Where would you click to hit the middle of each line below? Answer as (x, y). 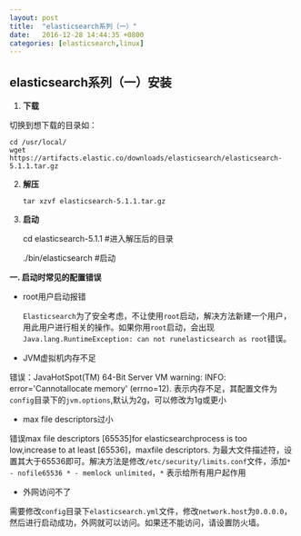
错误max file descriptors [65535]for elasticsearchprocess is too (128, 439)
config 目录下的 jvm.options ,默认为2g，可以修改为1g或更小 (118, 400)
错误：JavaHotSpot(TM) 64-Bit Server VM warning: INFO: (118, 377)
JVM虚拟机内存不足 (60, 358)
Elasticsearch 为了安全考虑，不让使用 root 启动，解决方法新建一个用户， (157, 316)
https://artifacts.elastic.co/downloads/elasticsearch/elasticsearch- (146, 159)
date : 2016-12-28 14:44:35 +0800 (77, 35)
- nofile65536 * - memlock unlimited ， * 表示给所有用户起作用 (128, 472)
